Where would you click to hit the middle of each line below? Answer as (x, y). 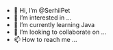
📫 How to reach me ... (45, 40)
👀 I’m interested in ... (42, 18)
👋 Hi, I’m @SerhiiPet (42, 10)
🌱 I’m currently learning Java (54, 25)
